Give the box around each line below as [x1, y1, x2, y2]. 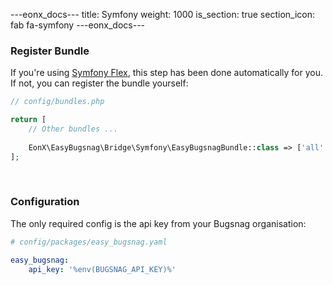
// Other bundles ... [28, 124, 118, 134]
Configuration [10, 195, 80, 209]
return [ [10, 115, 47, 125]
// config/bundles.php [10, 97, 105, 107]
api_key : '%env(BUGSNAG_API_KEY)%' [28, 264, 177, 274]
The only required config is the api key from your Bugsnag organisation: [10, 217, 307, 229]
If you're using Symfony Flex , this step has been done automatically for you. [10, 67, 324, 79]
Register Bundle [10, 44, 90, 58]
